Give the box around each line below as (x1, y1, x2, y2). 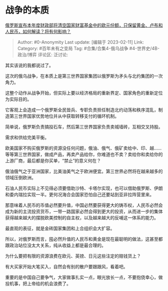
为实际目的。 (5, 96, 31, 102)
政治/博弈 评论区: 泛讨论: (17, 51, 68, 58)
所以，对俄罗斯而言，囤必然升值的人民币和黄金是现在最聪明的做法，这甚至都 (5, 236, 163, 242)
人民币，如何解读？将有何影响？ (5, 28, 71, 34)
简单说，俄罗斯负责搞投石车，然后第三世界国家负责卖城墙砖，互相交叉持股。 (5, 123, 163, 129)
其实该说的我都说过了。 (5, 62, 53, 68)
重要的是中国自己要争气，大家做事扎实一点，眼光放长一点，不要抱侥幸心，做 (5, 274, 163, 280)
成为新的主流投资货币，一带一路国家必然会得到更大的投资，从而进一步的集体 (5, 208, 163, 214)
